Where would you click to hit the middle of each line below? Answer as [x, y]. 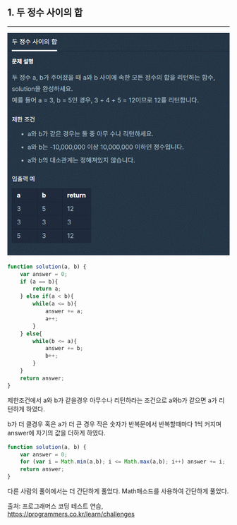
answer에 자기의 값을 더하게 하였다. [56, 433]
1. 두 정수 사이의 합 [45, 13]
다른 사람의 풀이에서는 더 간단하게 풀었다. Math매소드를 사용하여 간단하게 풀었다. [118, 491]
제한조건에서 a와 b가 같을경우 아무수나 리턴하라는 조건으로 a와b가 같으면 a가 [112, 400]
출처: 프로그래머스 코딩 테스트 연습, [55, 506]
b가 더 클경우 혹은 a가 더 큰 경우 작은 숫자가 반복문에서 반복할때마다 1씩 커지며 [115, 424]
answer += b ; [64, 349]
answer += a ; [64, 312]
